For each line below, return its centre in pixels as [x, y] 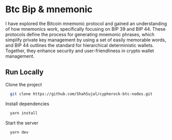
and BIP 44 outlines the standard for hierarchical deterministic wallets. [80, 45]
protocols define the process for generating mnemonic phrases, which [80, 34]
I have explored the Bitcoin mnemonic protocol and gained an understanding [86, 24]
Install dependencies [27, 104]
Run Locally [24, 72]
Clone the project [24, 84]
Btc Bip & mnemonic [49, 9]
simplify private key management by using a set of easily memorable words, [86, 40]
